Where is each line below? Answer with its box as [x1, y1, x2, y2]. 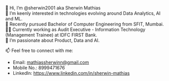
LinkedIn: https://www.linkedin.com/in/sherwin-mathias [12, 70, 130, 76]
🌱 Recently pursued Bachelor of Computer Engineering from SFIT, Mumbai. [5, 21, 164, 27]
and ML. [5, 16, 23, 21]
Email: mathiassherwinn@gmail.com [12, 59, 90, 65]
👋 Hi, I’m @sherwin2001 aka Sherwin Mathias [5, 5, 101, 11]
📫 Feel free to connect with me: [5, 47, 73, 53]
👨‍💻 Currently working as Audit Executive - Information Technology [5, 26, 146, 33]
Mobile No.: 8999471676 [12, 65, 65, 71]
